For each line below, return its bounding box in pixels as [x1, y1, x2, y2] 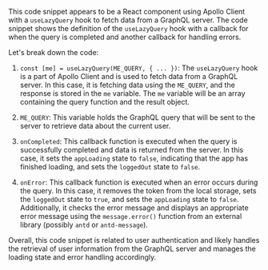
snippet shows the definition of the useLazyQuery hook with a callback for [8, 24, 249, 33]
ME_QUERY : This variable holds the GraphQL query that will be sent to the [19, 113, 256, 122]
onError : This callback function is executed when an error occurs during [19, 177, 258, 187]
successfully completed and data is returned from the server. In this [19, 145, 244, 154]
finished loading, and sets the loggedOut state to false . [19, 162, 201, 171]
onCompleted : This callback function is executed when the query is [19, 137, 238, 146]
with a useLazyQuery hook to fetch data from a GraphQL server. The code [8, 15, 248, 25]
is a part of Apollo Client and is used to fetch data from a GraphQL [19, 72, 238, 81]
